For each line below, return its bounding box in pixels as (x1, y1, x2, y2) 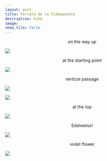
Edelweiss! (71, 123, 93, 129)
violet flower (69, 141, 95, 147)
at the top (72, 104, 92, 110)
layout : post (5, 7, 32, 12)
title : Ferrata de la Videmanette (5, 12, 76, 17)
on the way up (67, 39, 97, 45)
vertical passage (65, 76, 99, 82)
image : (5, 21, 19, 26)
